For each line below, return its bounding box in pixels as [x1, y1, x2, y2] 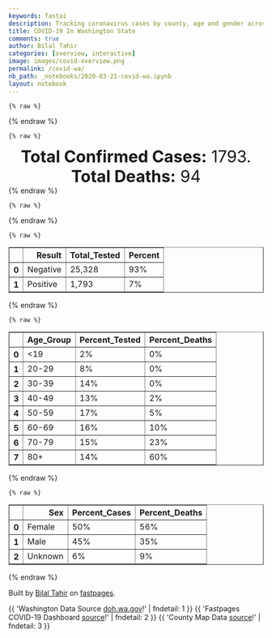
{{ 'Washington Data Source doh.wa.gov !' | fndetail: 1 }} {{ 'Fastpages [8, 603, 240, 613]
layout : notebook [8, 79, 67, 88]
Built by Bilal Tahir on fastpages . [8, 588, 116, 597]
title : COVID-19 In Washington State [8, 27, 136, 35]
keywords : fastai [8, 11, 67, 20]
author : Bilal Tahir [8, 42, 79, 50]
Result [36, 249, 62, 260]
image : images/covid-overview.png [8, 58, 125, 66]
